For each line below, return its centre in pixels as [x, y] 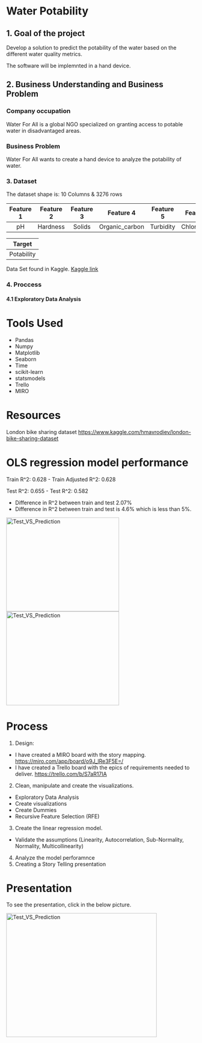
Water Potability [47, 11]
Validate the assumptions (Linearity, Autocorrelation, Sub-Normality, [99, 839]
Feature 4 [121, 213]
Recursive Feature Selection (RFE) [57, 816]
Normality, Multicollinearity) [49, 846]
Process [27, 726]
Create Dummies [36, 810]
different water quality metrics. [44, 54]
